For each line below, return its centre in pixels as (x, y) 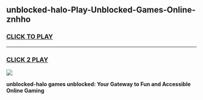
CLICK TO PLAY (30, 37)
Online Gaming (25, 90)
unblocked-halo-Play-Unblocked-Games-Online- (101, 10)
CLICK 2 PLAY (27, 59)
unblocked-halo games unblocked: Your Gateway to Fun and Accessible (99, 84)
